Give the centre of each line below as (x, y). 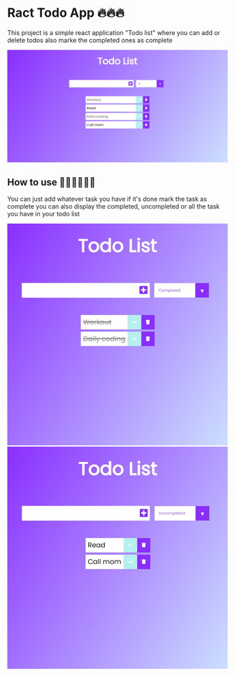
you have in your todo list (44, 214)
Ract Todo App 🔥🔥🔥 (66, 13)
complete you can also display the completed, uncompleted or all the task (114, 206)
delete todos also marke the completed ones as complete (90, 40)
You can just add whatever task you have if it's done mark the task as (107, 199)
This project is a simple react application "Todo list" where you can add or (114, 32)
